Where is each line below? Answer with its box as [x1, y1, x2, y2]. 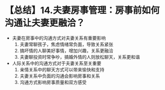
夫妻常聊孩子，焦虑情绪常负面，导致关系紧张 [19, 41, 114, 47]
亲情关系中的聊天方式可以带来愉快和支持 [19, 66, 105, 72]
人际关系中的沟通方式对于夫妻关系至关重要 [12, 60, 102, 66]
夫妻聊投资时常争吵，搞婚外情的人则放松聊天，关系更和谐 [19, 54, 140, 60]
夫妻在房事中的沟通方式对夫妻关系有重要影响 [12, 35, 106, 41]
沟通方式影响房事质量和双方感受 [19, 79, 87, 85]
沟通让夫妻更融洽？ [5, 17, 85, 29]
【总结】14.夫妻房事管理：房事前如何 [5, 5, 160, 16]
